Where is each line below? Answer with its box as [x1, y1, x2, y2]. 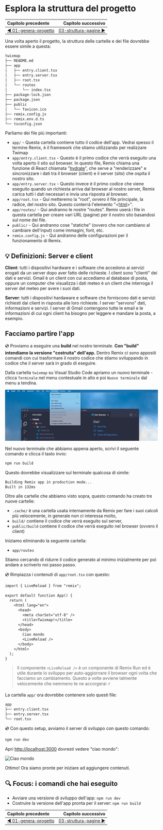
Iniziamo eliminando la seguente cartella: [5, 538, 87, 544]
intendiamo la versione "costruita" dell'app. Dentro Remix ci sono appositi [5, 350, 156, 356]
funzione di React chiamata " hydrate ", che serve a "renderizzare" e [12, 165, 147, 171]
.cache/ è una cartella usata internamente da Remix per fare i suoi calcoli [12, 508, 158, 514]
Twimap [12, 150, 28, 156]
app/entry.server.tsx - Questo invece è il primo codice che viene [12, 181, 144, 187]
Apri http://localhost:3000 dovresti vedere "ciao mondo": [5, 746, 119, 752]
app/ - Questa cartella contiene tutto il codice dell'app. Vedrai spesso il [12, 140, 154, 145]
